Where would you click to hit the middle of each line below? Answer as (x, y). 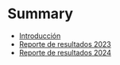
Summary (40, 14)
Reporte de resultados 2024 (65, 52)
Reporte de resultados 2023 (65, 44)
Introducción (40, 36)
